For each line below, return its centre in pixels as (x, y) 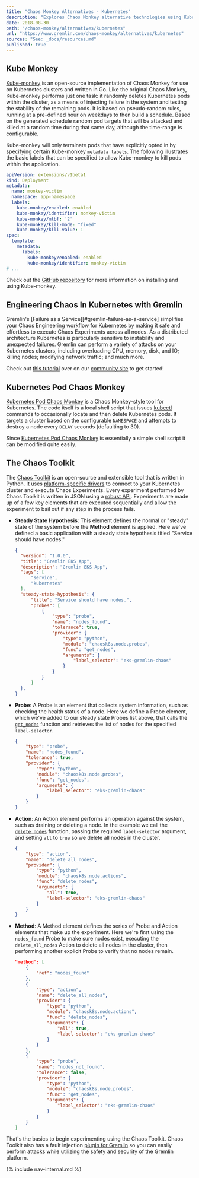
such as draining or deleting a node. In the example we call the (91, 825)
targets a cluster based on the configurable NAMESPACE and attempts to (91, 420)
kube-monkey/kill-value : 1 (50, 230)
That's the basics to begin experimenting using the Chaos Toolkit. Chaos (95, 1139)
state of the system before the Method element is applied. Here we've (100, 526)
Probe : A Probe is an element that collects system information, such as (101, 705)
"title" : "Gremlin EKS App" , (56, 561)
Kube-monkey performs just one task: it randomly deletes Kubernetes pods (98, 96)
